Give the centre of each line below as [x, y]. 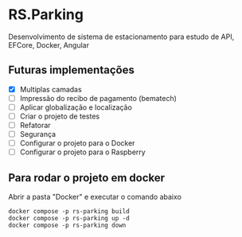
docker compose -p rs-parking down [67, 225]
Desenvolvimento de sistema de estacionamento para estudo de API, [121, 37]
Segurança [38, 134]
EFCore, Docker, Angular [49, 45]
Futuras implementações [72, 70]
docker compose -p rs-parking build [69, 212]
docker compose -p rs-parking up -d [69, 219]
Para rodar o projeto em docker [87, 178]
